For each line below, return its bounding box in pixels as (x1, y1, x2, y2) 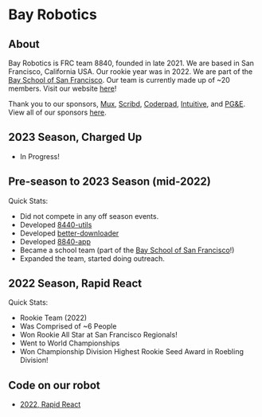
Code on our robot (8, 378, 101, 392)
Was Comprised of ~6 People (19, 322, 117, 331)
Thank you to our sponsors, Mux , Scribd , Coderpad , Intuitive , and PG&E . (8, 99, 245, 108)
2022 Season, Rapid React (8, 277, 143, 290)
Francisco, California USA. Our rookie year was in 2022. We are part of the (8, 67, 253, 76)
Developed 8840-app (19, 236, 92, 246)
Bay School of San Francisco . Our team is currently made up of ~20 (8, 76, 231, 84)
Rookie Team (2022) (19, 313, 88, 323)
